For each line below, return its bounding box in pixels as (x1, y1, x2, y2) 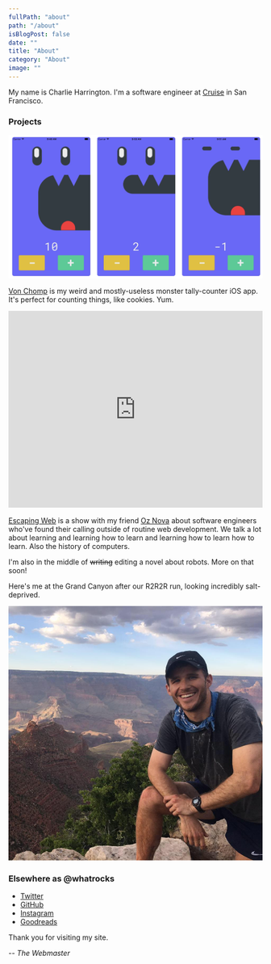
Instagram (19, 908, 54, 918)
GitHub (19, 900, 44, 910)
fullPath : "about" (8, 13, 70, 21)
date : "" (8, 39, 38, 47)
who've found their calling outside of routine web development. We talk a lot (8, 524, 262, 534)
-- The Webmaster (8, 949, 70, 958)
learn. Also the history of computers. (8, 541, 131, 551)
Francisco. (8, 95, 44, 105)
